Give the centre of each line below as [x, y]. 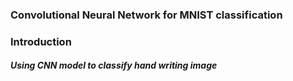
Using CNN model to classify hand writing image [114, 65]
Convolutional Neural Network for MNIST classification [146, 15]
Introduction [41, 41]
